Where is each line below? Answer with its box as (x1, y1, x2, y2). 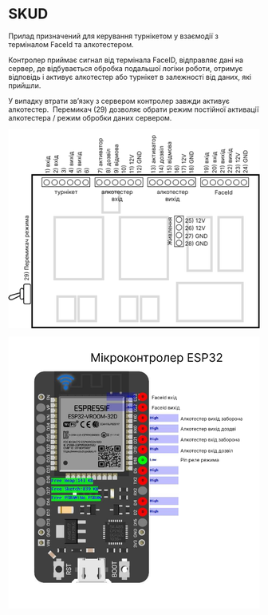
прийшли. (8, 81, 41, 90)
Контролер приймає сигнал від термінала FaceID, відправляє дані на (8, 55, 244, 65)
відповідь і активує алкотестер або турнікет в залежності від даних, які (8, 72, 252, 81)
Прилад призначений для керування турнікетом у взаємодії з (8, 31, 219, 41)
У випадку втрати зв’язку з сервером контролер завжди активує (8, 96, 230, 105)
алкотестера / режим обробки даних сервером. (8, 113, 172, 122)
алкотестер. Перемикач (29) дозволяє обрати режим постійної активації (8, 105, 259, 114)
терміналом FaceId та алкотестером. (8, 39, 134, 49)
